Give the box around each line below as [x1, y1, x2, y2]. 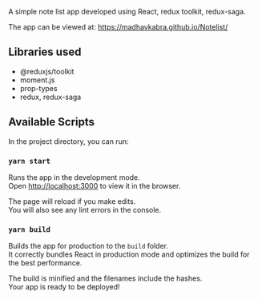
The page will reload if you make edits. [8, 196, 136, 206]
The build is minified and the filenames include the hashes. [8, 273, 203, 283]
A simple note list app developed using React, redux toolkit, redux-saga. [8, 7, 246, 16]
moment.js [19, 75, 55, 85]
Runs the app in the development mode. [8, 172, 140, 182]
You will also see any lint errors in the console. [8, 205, 162, 214]
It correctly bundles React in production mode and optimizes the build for [8, 249, 250, 259]
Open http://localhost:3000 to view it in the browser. [8, 181, 181, 190]
